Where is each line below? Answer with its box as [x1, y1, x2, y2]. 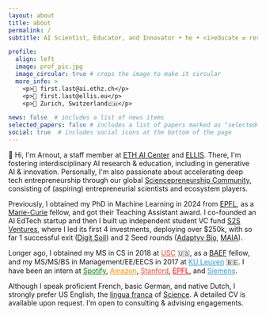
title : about [8, 19, 51, 27]
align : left [15, 55, 55, 63]
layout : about [8, 11, 55, 20]
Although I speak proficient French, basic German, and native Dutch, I [8, 281, 236, 290]
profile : [8, 48, 37, 56]
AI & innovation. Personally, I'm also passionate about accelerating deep [8, 167, 244, 176]
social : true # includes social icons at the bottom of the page [8, 128, 232, 137]
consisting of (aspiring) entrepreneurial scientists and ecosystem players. [8, 184, 248, 193]
